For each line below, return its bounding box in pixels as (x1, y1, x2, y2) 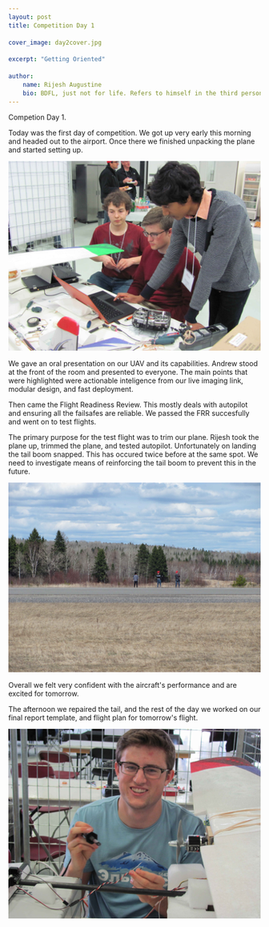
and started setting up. (8, 144, 83, 154)
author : (8, 72, 34, 80)
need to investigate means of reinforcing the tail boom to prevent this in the (8, 457, 256, 467)
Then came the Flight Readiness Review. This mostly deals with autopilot (8, 400, 248, 409)
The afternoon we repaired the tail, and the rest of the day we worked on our (8, 704, 261, 714)
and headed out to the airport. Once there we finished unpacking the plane (8, 136, 255, 146)
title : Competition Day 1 (8, 21, 94, 30)
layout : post (8, 13, 52, 21)
